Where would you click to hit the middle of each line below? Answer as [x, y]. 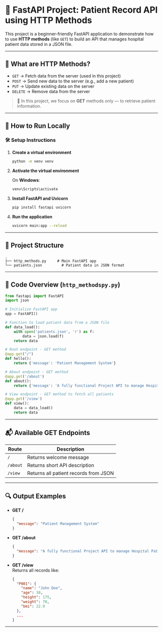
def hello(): [18, 359]
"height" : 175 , [36, 597]
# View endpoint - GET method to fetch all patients [59, 395]
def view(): [17, 404]
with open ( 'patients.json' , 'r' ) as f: [54, 332]
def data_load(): [23, 327]
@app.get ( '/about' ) [25, 376]
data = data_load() [33, 408]
